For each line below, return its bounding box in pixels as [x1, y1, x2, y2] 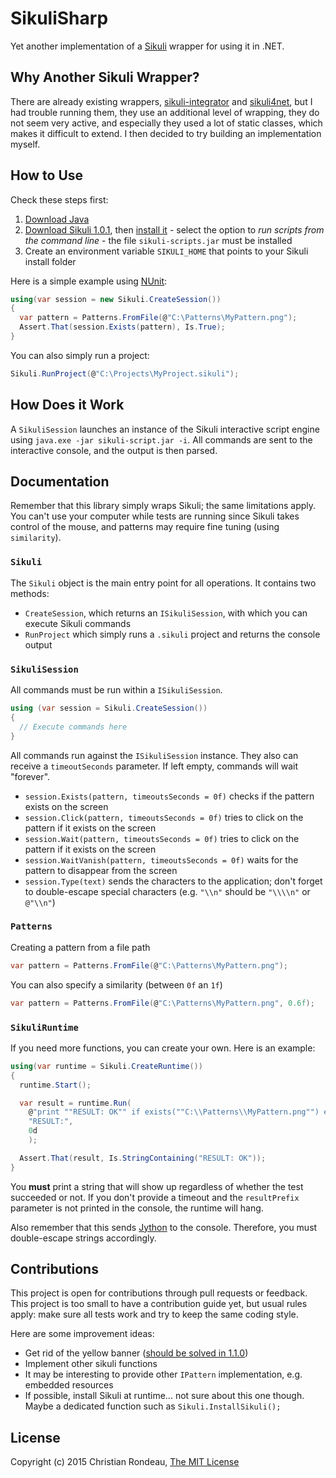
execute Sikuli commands [24, 617, 132, 629]
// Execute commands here [19, 722, 128, 732]
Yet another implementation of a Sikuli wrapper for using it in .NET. [10, 40, 285, 52]
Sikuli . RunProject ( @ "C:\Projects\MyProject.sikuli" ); [10, 368, 240, 379]
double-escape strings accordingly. [10, 1232, 157, 1244]
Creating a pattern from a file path [10, 941, 151, 953]
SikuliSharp [10, 7, 109, 30]
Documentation [10, 473, 110, 491]
